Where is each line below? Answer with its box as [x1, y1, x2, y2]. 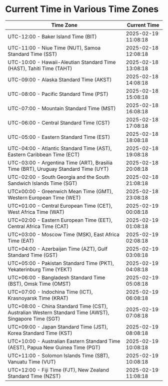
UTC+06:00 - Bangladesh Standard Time [7, 274, 105, 281]
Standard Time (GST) [7, 251, 58, 258]
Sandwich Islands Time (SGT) [7, 180, 77, 187]
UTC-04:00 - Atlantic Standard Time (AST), [7, 145, 112, 152]
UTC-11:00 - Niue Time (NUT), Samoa [7, 44, 101, 51]
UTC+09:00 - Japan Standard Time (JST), [7, 323, 108, 330]
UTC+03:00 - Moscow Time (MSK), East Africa [7, 231, 120, 238]
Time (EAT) [7, 237, 34, 244]
